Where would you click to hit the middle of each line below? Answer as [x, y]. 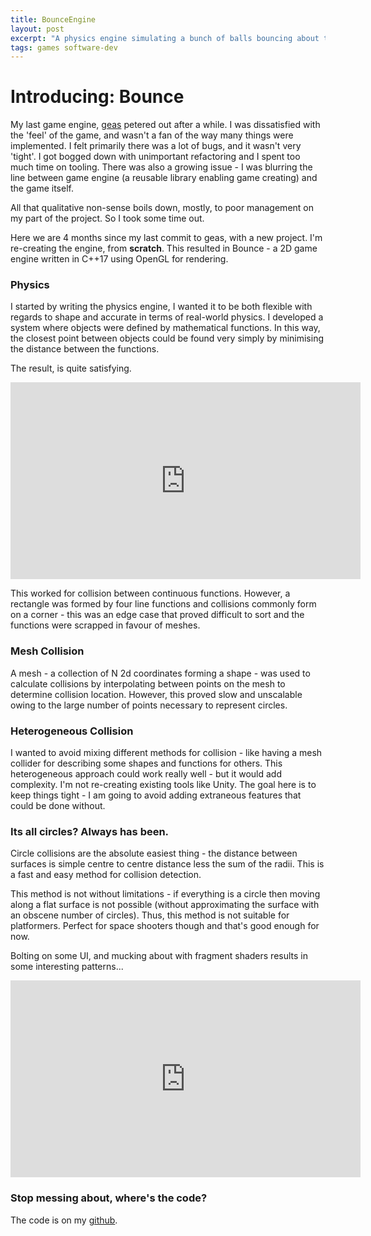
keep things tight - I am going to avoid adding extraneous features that [156, 795]
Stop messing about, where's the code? [109, 1198]
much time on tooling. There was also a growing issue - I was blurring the [161, 167]
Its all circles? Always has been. [90, 831]
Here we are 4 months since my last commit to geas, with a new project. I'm [166, 238]
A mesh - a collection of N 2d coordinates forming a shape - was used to [160, 673]
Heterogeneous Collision [72, 731]
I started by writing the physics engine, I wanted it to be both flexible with [161, 307]
